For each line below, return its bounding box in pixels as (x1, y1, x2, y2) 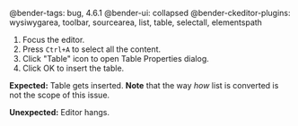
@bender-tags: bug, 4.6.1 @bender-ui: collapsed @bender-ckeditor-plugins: (9, 8, 291, 18)
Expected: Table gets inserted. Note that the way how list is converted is (9, 80, 279, 90)
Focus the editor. (22, 35, 85, 45)
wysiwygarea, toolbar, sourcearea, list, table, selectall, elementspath (9, 17, 263, 28)
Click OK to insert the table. (22, 63, 125, 73)
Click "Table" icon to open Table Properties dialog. (22, 54, 209, 63)
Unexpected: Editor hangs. (9, 107, 110, 117)
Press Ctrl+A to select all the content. (22, 44, 162, 55)
